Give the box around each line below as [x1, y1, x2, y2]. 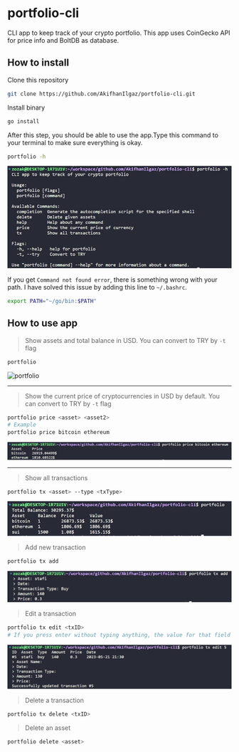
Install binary [7, 103, 46, 112]
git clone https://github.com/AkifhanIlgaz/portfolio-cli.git [7, 90, 196, 97]
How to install [7, 57, 70, 69]
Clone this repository [7, 75, 69, 84]
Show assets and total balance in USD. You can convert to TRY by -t [24, 336, 226, 344]
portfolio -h [7, 153, 46, 160]
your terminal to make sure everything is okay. [7, 138, 143, 147]
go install [7, 117, 40, 125]
